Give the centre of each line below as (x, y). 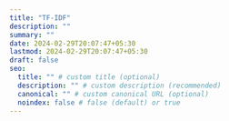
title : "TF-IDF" (40, 18)
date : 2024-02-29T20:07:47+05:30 (73, 43)
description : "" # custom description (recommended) (119, 86)
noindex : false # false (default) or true (99, 102)
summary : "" (32, 35)
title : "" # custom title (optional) (89, 77)
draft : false (34, 60)
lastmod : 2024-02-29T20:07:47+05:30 (79, 52)
